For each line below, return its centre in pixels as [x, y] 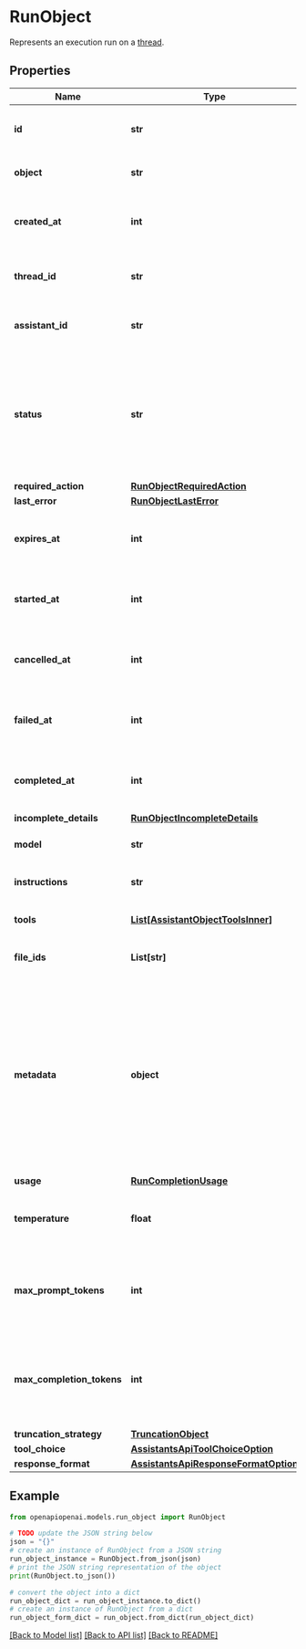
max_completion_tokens [68, 1379]
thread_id [35, 276]
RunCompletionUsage [179, 1181]
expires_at [37, 538]
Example [35, 1496]
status [28, 414]
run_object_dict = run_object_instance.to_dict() [106, 1601]
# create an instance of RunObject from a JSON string [116, 1550]
